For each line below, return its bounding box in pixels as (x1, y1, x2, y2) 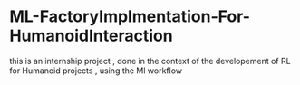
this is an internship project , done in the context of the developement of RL (9, 55, 292, 66)
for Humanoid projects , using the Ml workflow (9, 65, 183, 76)
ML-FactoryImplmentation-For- (9, 6, 251, 27)
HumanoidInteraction (9, 25, 174, 46)
